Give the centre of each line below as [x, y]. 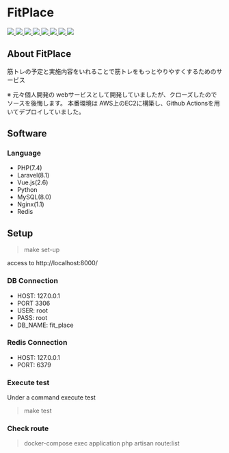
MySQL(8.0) [34, 197]
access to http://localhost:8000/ [52, 263]
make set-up [42, 250]
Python [27, 190]
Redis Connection [37, 343]
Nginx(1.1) [30, 204]
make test [38, 411]
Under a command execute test [51, 397]
